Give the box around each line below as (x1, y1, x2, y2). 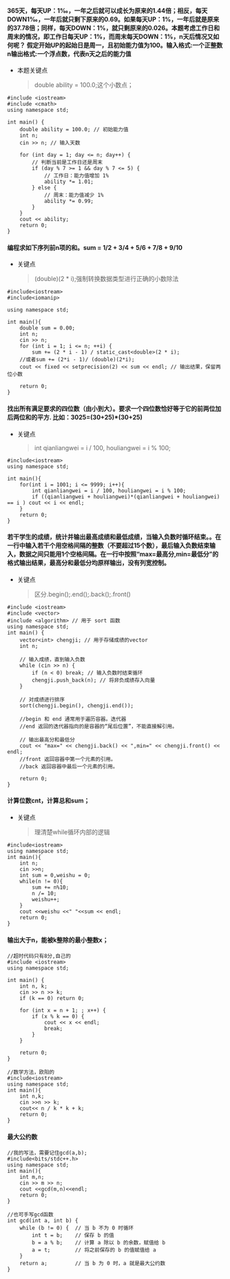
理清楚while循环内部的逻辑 (34, 828, 110, 836)
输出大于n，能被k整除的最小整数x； (7, 936, 109, 944)
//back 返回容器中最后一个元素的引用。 (19, 763, 118, 770)
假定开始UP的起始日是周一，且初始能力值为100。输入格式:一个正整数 (26, 41, 223, 49)
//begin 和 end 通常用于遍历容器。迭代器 (19, 715, 127, 722)
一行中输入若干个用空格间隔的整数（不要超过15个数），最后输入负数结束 (7, 541, 210, 550)
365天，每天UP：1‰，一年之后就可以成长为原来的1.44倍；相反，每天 (7, 6, 208, 15)
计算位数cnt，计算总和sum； (7, 796, 90, 805)
